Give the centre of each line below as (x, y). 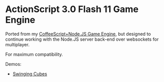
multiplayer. (17, 44)
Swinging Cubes (30, 73)
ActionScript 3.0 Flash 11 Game (72, 9)
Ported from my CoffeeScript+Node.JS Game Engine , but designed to (78, 34)
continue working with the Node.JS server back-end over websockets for (82, 39)
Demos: (13, 64)
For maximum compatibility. (34, 54)
